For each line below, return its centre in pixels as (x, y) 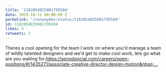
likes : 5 (15, 29)
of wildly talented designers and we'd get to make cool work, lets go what (83, 53)
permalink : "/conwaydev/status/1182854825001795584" (63, 19)
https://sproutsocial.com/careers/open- (87, 59)
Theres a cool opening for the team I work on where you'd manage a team (84, 48)
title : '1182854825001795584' (38, 10)
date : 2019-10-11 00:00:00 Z (36, 15)
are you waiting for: (26, 59)
